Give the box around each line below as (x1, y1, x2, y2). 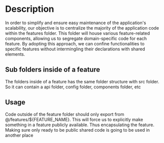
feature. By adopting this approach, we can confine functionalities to (5, 40, 145, 46)
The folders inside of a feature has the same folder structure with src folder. (5, 78, 160, 84)
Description (5, 3, 54, 15)
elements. (5, 51, 26, 57)
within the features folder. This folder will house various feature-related (5, 30, 150, 36)
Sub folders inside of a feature (5, 66, 100, 74)
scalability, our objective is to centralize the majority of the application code (5, 25, 159, 31)
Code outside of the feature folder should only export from (5, 111, 124, 117)
